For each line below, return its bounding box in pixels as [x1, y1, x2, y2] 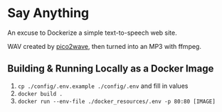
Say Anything [7, 5, 90, 21]
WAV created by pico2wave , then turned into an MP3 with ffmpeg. [7, 42, 201, 50]
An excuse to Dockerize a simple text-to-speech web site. [7, 28, 177, 37]
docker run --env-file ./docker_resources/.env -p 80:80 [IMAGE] [17, 98, 216, 105]
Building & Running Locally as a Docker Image [7, 62, 214, 75]
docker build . [17, 90, 63, 97]
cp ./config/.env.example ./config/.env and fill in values [17, 82, 189, 90]
